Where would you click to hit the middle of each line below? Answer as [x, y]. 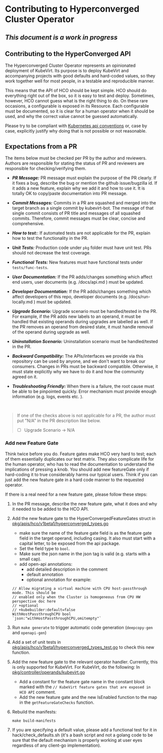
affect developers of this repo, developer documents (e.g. [70, 297]
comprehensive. [28, 224]
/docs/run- [139, 297]
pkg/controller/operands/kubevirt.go [49, 672]
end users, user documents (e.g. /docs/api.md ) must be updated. [78, 282]
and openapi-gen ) [29, 633]
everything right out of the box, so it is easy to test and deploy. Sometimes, [80, 96]
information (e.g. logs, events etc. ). [48, 397]
